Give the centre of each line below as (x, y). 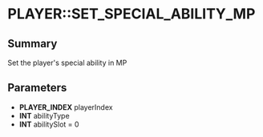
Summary (32, 44)
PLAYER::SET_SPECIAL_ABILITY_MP (131, 14)
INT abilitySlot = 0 (49, 124)
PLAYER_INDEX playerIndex (66, 107)
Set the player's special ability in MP (67, 62)
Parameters (37, 88)
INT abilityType (44, 115)
